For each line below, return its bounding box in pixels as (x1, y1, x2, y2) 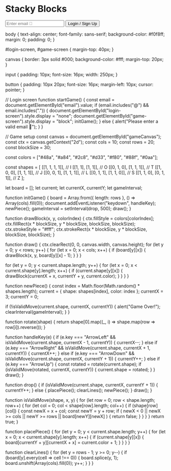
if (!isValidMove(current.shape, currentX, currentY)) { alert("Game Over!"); (5, 303, 161, 310)
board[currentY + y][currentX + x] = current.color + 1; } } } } (5, 439, 131, 446)
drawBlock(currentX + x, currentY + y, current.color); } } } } (5, 273, 129, 279)
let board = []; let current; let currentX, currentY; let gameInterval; (5, 184, 142, 191)
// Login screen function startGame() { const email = (5, 96, 115, 102)
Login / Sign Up (68, 21, 98, 26)
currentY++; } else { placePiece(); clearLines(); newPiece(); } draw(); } (5, 387, 153, 393)
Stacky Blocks (5, 3, 67, 15)
